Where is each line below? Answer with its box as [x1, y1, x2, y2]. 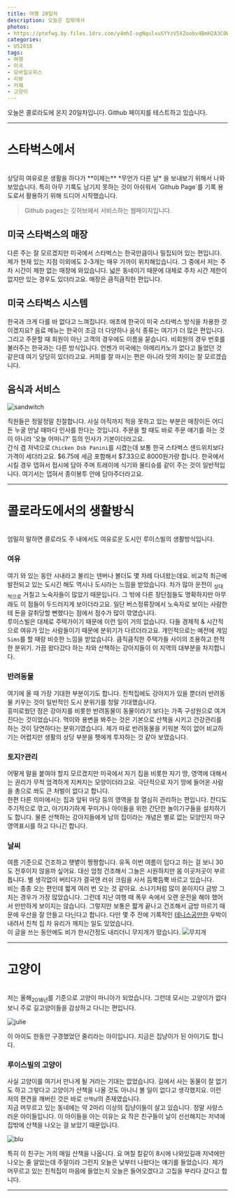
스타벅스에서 [7, 142, 76, 158]
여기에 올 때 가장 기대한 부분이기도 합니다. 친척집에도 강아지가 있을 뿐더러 [7, 689, 207, 697]
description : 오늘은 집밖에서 [7, 17, 85, 24]
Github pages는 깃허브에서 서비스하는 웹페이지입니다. [24, 206, 172, 215]
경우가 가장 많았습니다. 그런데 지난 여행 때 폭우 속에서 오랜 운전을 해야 [20, 893, 211, 901]
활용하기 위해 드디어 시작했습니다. [25, 192, 117, 200]
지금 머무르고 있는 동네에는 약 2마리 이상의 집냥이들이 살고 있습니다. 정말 [7, 1104, 205, 1112]
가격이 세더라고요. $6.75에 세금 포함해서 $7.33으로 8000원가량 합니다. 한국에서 [7, 452, 225, 460]
